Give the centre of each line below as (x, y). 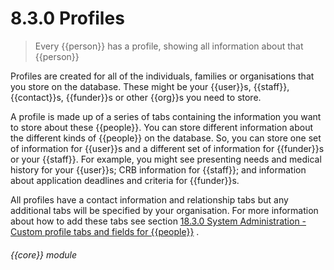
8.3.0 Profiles (67, 18)
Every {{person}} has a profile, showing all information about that (169, 46)
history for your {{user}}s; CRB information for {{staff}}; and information (158, 169)
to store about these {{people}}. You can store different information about (162, 127)
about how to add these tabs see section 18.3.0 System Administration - (158, 221)
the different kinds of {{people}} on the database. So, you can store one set (166, 138)
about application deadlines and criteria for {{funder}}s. (125, 180)
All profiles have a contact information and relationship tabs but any (149, 199)
